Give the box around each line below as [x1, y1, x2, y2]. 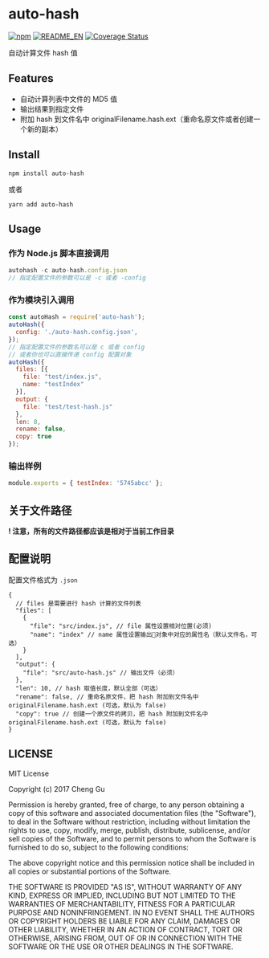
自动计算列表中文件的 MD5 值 [19, 94, 118, 104]
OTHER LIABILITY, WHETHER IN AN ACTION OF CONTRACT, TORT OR [8, 924, 243, 934]
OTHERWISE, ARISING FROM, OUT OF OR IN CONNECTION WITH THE [8, 933, 243, 943]
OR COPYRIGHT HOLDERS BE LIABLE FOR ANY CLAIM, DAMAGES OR [8, 916, 241, 926]
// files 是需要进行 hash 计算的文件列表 [15, 599, 142, 607]
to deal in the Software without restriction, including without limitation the [8, 817, 251, 826]
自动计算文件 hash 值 [8, 47, 78, 57]
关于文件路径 [8, 503, 72, 517]
